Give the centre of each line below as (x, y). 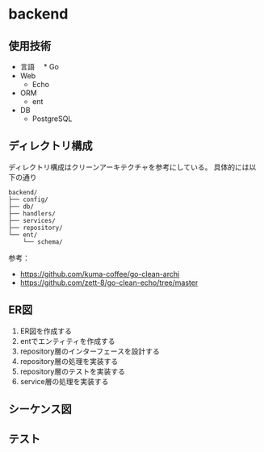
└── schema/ (43, 242)
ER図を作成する (46, 331)
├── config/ (28, 199)
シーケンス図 (40, 410)
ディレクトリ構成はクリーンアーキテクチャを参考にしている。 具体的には (129, 167)
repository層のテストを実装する (72, 371)
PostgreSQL (52, 119)
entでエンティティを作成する (67, 341)
